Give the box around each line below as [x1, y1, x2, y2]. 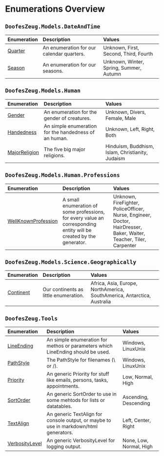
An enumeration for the [43, 108, 97, 115]
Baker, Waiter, [113, 229, 145, 236]
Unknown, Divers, [105, 108, 146, 115]
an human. [43, 135, 68, 142]
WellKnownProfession [7, 217, 58, 224]
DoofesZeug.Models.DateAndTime [5, 23, 101, 30]
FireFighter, [113, 199, 140, 206]
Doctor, [113, 217, 130, 224]
